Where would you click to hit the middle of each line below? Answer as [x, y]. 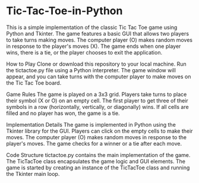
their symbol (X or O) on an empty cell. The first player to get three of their [97, 100]
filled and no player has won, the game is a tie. [63, 113]
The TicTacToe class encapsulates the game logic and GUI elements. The [96, 161]
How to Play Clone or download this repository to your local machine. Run [97, 64]
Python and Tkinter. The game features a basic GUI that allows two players [97, 33]
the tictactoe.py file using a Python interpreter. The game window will [91, 70]
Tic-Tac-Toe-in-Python [64, 11]
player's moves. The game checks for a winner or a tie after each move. [94, 143]
